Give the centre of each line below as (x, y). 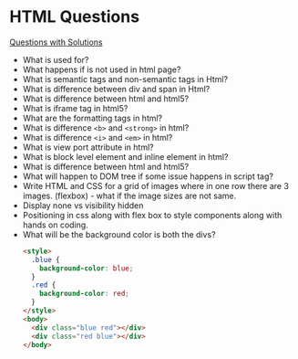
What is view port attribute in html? (88, 147)
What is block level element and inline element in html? (125, 156)
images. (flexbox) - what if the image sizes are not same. (129, 195)
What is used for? (56, 59)
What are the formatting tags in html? (92, 118)
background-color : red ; (84, 294)
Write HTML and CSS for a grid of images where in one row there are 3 (156, 185)
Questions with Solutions (56, 42)
